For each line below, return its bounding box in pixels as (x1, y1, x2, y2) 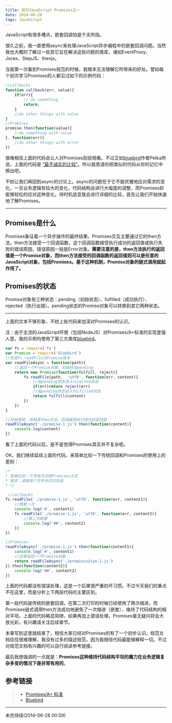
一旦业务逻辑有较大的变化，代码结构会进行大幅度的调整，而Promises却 (14, 185, 164, 191)
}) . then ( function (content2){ (5, 563, 68, 568)
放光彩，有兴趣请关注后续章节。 (5, 619, 73, 625)
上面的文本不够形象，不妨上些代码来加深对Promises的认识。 (5, 318, 133, 325)
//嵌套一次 (14, 502, 35, 507)
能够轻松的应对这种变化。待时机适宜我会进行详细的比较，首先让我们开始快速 (5, 191, 167, 197)
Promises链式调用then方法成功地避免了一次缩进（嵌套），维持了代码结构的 (5, 606, 162, 612)
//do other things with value (14, 111, 79, 117)
